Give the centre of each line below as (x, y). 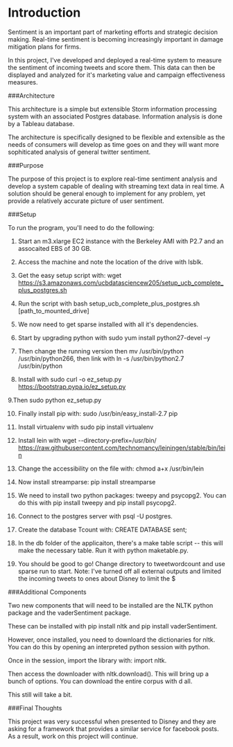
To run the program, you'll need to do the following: (81, 227)
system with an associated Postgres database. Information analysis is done (115, 116)
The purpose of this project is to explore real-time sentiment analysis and (113, 179)
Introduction (44, 13)
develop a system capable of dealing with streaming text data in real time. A (116, 186)
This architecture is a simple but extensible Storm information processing (112, 109)
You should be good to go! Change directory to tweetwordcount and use (121, 563)
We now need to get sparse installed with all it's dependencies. (108, 324)
